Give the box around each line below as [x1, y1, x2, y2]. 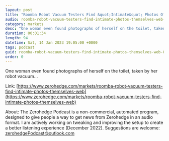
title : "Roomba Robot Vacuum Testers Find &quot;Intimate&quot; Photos [5, 12, 158, 17]
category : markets [5, 21, 44, 27]
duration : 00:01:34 [5, 31, 46, 36]
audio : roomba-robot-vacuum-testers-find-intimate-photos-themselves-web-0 [5, 17, 167, 22]
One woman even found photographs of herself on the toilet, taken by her [5, 68, 158, 74]
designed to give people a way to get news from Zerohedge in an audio [5, 114, 153, 120]
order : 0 [5, 54, 24, 59]
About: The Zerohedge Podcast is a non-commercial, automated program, [5, 109, 159, 115]
